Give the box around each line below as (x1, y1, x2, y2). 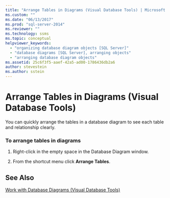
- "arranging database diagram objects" (10, 55, 97, 60)
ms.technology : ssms (5, 31, 50, 36)
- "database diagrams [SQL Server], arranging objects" (10, 50, 131, 55)
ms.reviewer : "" (5, 27, 40, 32)
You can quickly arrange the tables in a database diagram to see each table (5, 118, 164, 125)
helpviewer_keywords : (5, 41, 52, 46)
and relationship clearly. (5, 124, 56, 130)
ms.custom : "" (5, 12, 36, 17)
